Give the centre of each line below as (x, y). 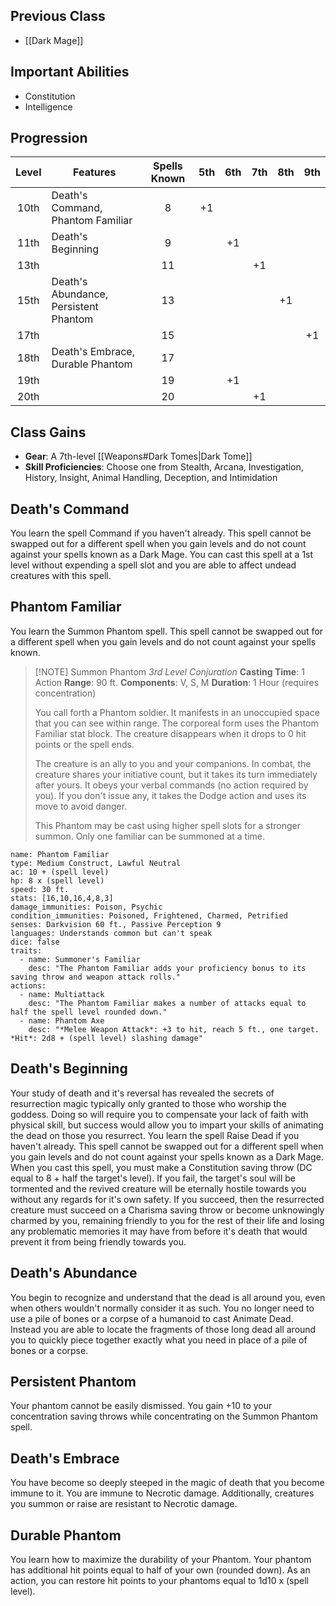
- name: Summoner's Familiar (80, 959)
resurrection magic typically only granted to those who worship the (148, 1103)
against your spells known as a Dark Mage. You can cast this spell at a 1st (162, 555)
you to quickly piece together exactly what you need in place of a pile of (159, 1340)
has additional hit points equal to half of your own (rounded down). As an (160, 1570)
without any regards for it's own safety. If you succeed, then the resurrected (167, 1199)
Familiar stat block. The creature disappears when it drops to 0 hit (170, 733)
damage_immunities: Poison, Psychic (86, 907)
